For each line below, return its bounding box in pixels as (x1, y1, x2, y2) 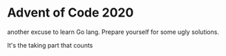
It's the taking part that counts (7, 41, 93, 49)
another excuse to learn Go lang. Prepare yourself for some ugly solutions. (7, 28, 220, 36)
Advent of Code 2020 (7, 5, 134, 21)
